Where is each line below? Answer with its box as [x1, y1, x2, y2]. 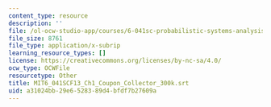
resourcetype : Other [8, 72, 78, 80]
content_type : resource [8, 11, 89, 20]
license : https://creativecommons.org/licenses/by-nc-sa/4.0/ [8, 57, 222, 65]
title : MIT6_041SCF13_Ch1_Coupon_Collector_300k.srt [8, 79, 190, 87]
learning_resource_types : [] [8, 49, 106, 57]
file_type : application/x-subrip [8, 42, 121, 50]
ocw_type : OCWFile [8, 64, 70, 72]
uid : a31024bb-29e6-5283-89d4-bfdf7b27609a [8, 86, 157, 95]
